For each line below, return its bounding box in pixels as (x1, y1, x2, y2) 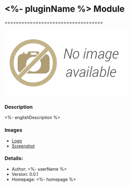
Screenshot (11, 143, 35, 149)
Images (4, 127, 23, 134)
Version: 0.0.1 (11, 171, 38, 177)
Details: (4, 155, 23, 162)
